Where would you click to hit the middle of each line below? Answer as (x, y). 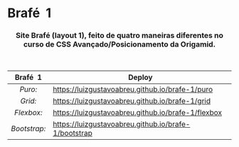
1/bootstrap (73, 133)
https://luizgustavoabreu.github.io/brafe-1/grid (132, 101)
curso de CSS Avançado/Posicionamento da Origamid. (119, 44)
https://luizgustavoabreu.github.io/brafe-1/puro (133, 89)
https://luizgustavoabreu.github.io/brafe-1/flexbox (138, 113)
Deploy (140, 78)
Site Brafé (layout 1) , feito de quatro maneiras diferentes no (119, 36)
